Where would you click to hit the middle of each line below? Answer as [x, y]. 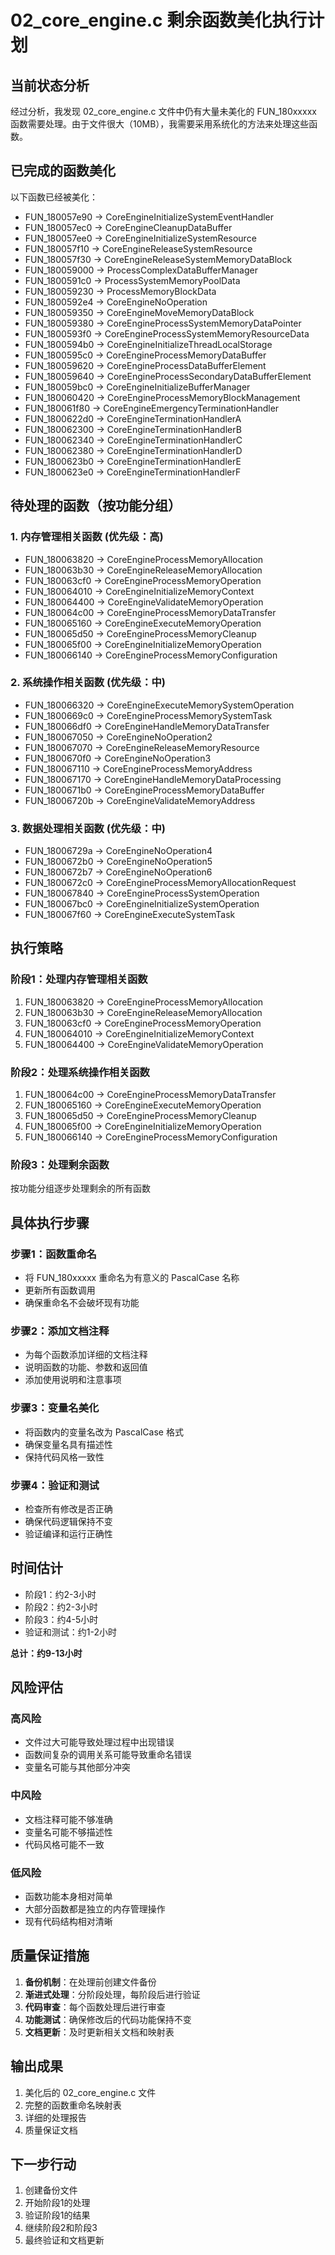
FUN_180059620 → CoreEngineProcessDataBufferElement [145, 365]
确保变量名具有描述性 [68, 1444]
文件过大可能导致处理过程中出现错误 [99, 1742]
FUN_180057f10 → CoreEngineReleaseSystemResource [138, 248]
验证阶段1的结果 [57, 2215]
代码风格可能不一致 [64, 1844]
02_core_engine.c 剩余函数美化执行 [159, 20]
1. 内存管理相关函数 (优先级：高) [87, 537]
